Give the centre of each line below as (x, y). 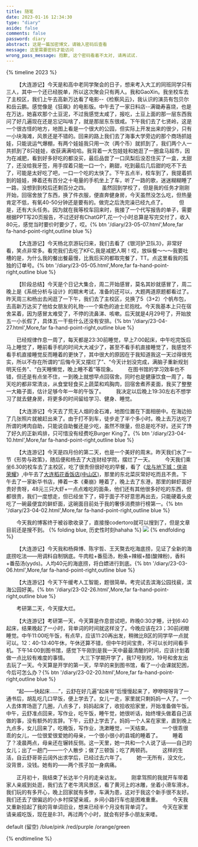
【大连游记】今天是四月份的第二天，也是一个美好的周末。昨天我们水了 (102, 452)
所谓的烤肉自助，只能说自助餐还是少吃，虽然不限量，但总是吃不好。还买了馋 (99, 426)
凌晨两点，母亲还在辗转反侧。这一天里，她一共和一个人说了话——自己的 (104, 743)
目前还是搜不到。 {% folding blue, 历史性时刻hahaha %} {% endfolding (96, 530)
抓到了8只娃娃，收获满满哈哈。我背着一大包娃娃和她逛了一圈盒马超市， (98, 150)
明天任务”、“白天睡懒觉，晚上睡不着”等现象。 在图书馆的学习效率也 (93, 369)
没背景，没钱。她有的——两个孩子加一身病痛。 (63, 764)
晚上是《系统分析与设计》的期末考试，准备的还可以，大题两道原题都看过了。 (99, 291)
